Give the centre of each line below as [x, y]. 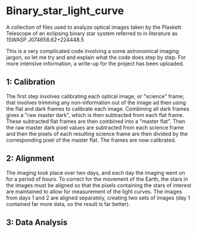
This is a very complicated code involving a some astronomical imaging [93, 51]
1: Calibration [31, 82]
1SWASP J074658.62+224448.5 [45, 39]
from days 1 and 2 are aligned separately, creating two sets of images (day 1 [98, 198]
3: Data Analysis [37, 222]
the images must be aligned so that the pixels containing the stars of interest [99, 185]
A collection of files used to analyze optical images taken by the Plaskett [94, 27]
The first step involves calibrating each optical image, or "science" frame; [95, 96]
